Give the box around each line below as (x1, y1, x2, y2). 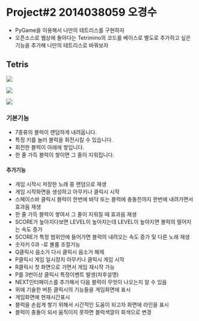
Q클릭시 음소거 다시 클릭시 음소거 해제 (14, 248, 105, 256)
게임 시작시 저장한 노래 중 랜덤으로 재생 (14, 181, 107, 188)
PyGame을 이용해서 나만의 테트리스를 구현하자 (14, 26, 125, 34)
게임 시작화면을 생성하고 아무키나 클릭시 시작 (14, 188, 120, 196)
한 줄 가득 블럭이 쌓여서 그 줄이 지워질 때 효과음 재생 (14, 211, 137, 218)
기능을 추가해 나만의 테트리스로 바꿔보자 (14, 42, 109, 49)
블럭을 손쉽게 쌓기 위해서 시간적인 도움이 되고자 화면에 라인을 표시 (14, 301, 170, 308)
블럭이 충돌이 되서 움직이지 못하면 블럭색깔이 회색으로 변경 (14, 308, 152, 316)
